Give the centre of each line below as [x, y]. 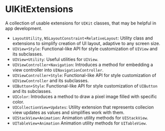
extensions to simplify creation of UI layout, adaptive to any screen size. [86, 43]
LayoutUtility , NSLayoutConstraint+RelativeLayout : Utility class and [82, 38]
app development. [24, 28]
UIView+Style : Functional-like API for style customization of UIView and [85, 48]
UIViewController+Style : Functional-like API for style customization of [84, 75]
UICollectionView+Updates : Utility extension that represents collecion [83, 107]
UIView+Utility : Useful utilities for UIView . [55, 59]
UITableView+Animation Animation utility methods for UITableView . [80, 123]
